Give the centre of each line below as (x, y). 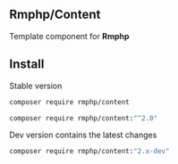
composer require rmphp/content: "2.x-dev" (89, 152)
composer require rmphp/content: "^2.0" (84, 118)
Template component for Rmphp (69, 36)
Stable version (36, 86)
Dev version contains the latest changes (83, 135)
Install (27, 65)
